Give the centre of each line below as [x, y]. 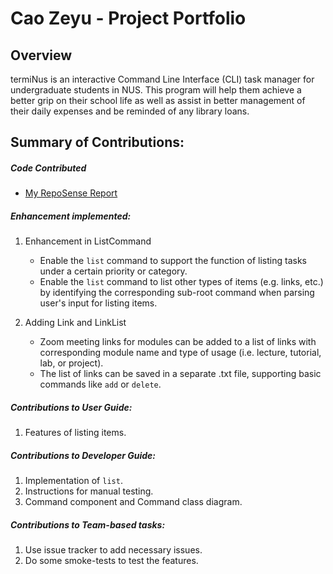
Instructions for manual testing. [89, 491]
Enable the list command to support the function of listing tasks [173, 261]
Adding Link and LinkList [75, 323]
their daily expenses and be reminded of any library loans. [130, 111]
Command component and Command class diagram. [133, 502]
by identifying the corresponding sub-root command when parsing [177, 293]
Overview [41, 55]
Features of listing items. [75, 433]
